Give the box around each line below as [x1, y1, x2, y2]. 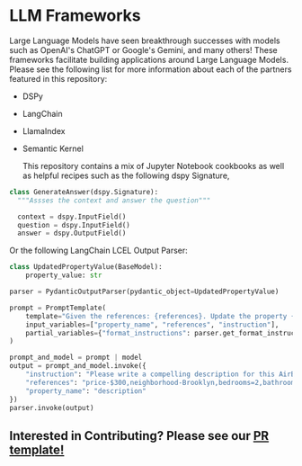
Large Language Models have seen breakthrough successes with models [9, 35, 280, 46]
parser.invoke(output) [9, 403, 94, 412]
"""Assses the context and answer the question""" [17, 195, 211, 205]
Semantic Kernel [22, 143, 84, 154]
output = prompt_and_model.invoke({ [9, 362, 147, 371]
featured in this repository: [9, 73, 108, 84]
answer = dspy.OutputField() [17, 229, 127, 238]
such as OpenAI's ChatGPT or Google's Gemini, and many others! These [9, 44, 278, 55]
